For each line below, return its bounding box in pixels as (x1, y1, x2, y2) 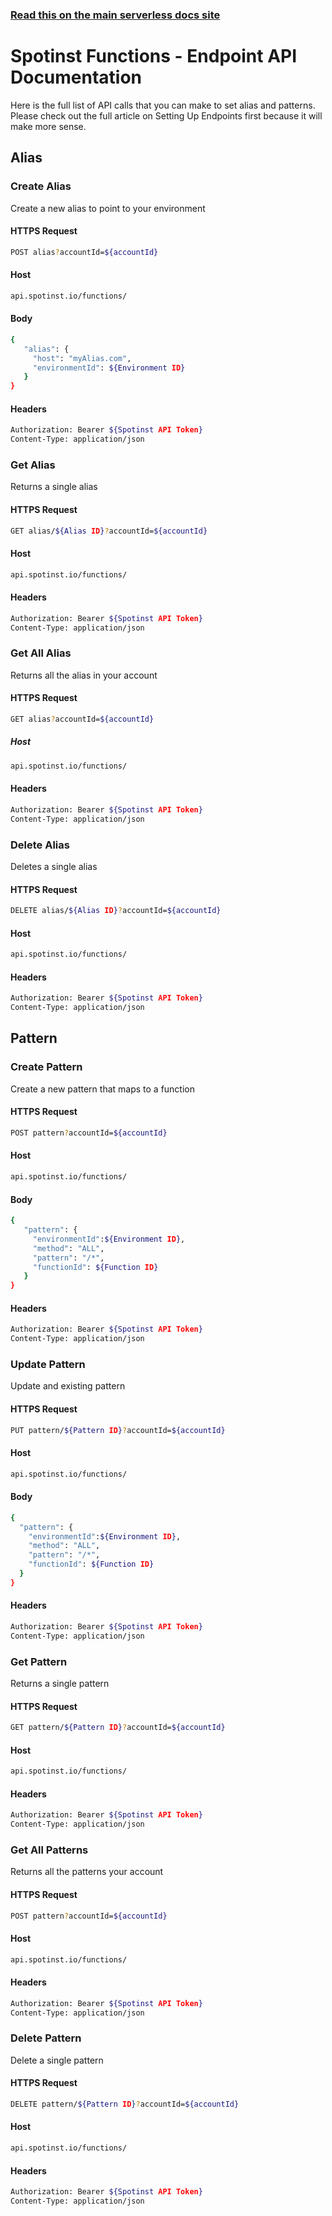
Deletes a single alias (10, 860, 98, 872)
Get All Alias (10, 646, 72, 660)
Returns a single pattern (10, 1678, 110, 1689)
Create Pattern (10, 1060, 83, 1074)
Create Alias (10, 179, 72, 193)
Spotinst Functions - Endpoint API (10, 45, 298, 68)
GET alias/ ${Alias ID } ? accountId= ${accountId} (10, 526, 208, 536)
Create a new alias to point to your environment (10, 202, 206, 214)
